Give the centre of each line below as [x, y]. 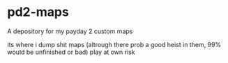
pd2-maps [38, 12]
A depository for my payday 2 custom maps [70, 31]
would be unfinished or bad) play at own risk [71, 52]
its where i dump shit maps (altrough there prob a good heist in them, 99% [114, 44]
